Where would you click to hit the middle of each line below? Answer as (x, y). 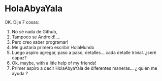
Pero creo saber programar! (40, 42)
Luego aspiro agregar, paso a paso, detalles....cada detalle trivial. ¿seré (84, 53)
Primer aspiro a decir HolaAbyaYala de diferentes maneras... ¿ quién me (84, 68)
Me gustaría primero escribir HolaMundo (53, 47)
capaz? (19, 57)
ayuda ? (20, 73)
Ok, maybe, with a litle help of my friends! (54, 63)
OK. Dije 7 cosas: (22, 22)
